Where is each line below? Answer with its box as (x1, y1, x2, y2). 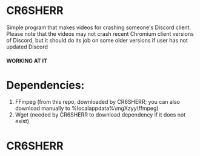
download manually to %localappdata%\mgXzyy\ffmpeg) (15, 104, 159, 112)
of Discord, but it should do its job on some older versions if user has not (6, 36, 188, 44)
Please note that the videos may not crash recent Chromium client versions (6, 30, 194, 37)
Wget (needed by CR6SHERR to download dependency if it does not (15, 111, 186, 118)
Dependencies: (6, 78, 85, 92)
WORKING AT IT (6, 57, 47, 64)
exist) (15, 118, 29, 125)
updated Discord (6, 43, 48, 50)
